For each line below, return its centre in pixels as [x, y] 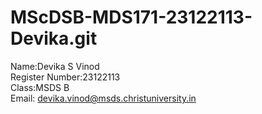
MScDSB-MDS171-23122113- [131, 17]
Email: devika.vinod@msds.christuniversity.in [103, 98]
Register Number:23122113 [65, 77]
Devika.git [54, 38]
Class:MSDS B [40, 87]
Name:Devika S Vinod [55, 66]
